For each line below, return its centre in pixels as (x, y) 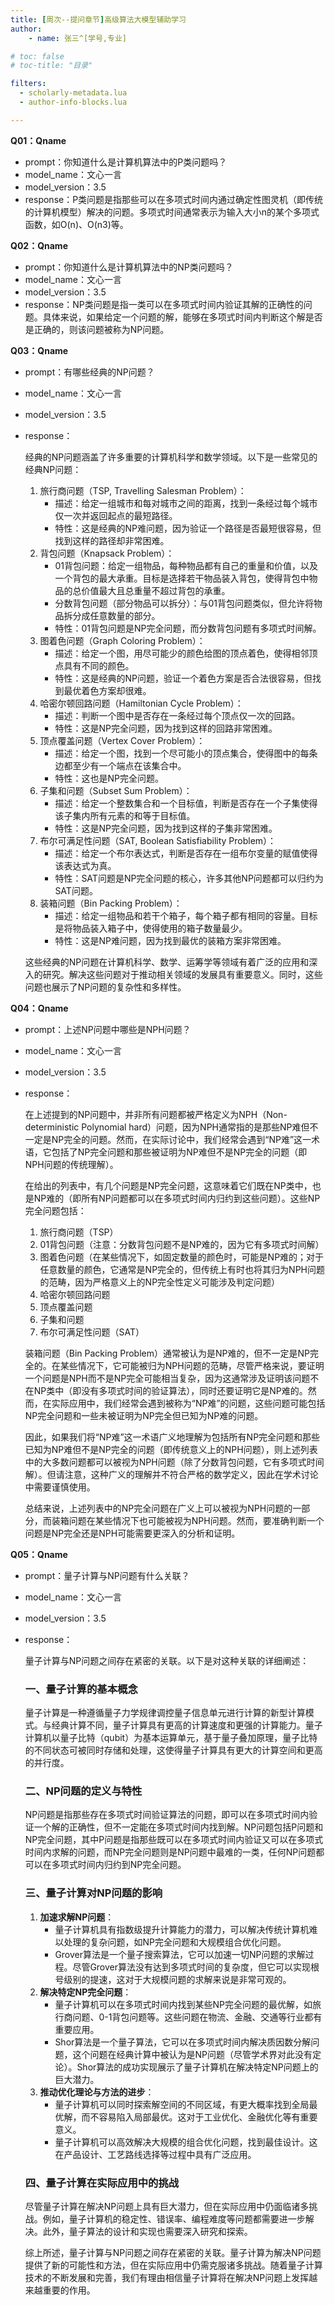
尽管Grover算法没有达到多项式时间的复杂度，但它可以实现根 (196, 1967)
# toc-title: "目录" (51, 66)
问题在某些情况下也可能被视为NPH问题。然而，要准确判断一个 (196, 1520)
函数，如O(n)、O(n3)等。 (76, 224)
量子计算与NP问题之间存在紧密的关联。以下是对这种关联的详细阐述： (167, 1660)
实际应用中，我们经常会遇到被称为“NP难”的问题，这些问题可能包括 (188, 1403)
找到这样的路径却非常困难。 (112, 540)
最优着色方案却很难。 (107, 690)
